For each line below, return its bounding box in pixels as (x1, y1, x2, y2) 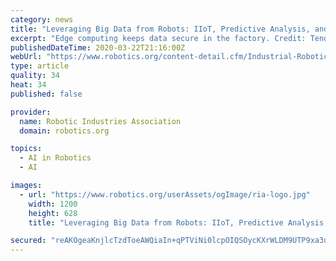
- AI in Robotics (19, 153, 92, 163)
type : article (10, 61, 70, 71)
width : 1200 (28, 199, 78, 209)
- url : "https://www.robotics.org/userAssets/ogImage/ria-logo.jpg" (19, 189, 311, 200)
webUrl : (10, 52, 43, 62)
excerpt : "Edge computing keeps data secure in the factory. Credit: (10, 33, 307, 43)
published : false (10, 89, 83, 99)
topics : (10, 144, 43, 154)
